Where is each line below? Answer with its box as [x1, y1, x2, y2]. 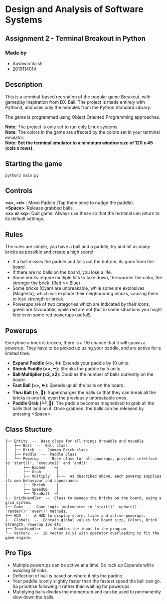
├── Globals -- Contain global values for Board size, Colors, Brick [5, 517, 157, 522]
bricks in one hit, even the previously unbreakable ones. [12, 394, 128, 400]
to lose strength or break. [12, 296, 65, 302]
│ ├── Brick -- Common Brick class [5, 447, 88, 452]
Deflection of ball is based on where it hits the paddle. [12, 572, 124, 578]
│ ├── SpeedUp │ [5, 487, 59, 492]
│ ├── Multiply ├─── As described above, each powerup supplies [5, 474, 162, 479]
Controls [5, 186, 33, 195]
